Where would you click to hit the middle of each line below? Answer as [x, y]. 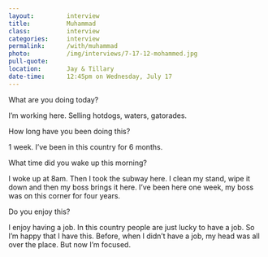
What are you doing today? [54, 99]
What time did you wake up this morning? [78, 163]
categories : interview [54, 39]
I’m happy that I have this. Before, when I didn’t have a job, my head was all [134, 236]
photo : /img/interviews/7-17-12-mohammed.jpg [103, 54]
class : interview [54, 31]
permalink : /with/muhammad [63, 46]
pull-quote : [28, 62]
